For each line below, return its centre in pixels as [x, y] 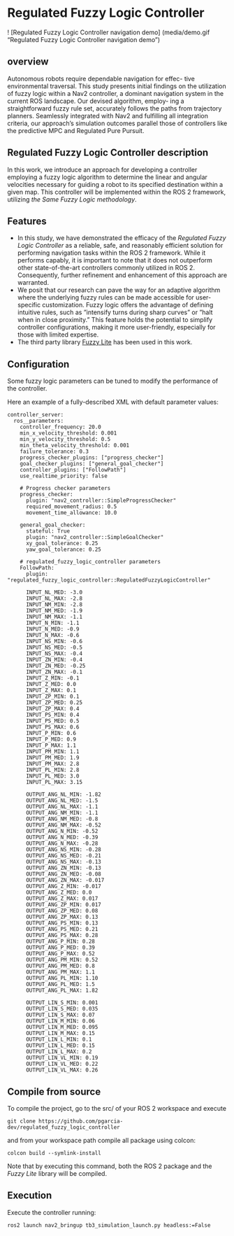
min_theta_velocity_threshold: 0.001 [75, 446]
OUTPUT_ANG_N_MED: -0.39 [62, 838]
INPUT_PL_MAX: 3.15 [54, 782]
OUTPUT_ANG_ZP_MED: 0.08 [62, 911]
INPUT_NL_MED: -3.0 [54, 593]
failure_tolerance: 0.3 [54, 452]
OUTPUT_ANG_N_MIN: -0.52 [62, 831]
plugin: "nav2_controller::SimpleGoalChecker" [95, 538]
